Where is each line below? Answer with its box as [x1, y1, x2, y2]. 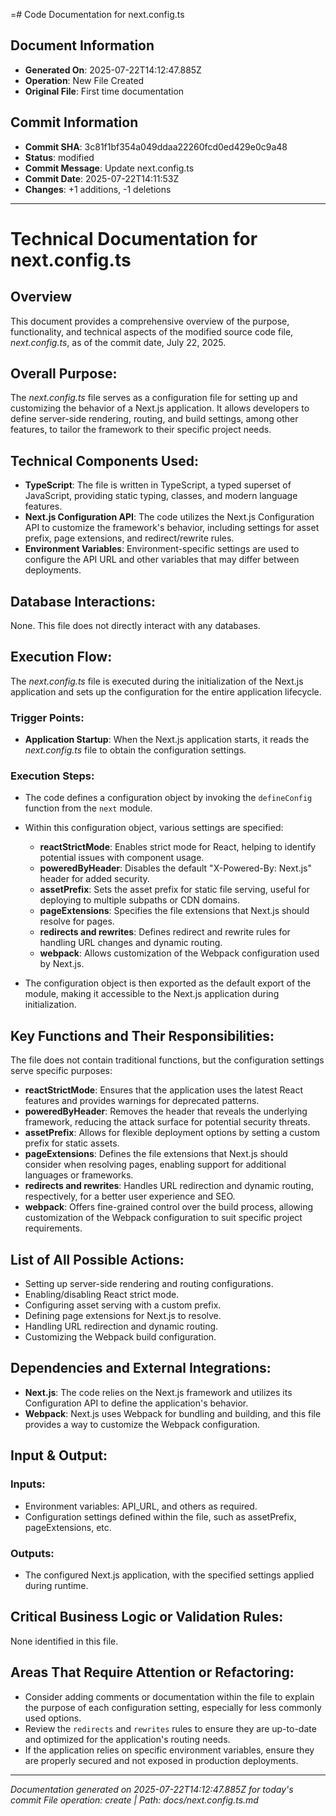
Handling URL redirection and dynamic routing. [24, 1320, 219, 1333]
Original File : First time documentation [24, 85, 185, 97]
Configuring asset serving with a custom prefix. [24, 1299, 222, 1311]
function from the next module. [24, 802, 153, 814]
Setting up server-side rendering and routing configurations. [24, 1278, 274, 1290]
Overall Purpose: [10, 365, 118, 383]
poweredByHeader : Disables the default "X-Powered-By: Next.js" [39, 862, 312, 874]
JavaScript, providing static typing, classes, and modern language [24, 490, 298, 502]
